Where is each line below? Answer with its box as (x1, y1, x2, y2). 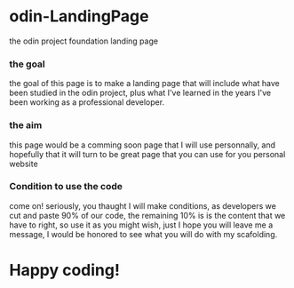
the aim (9, 119, 43, 132)
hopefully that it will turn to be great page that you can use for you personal (9, 148, 286, 159)
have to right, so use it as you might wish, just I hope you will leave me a (9, 220, 274, 230)
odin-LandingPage (9, 6, 149, 27)
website (9, 158, 38, 169)
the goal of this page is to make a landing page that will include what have (9, 78, 280, 89)
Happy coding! (9, 260, 120, 281)
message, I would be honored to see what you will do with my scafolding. (9, 228, 278, 239)
